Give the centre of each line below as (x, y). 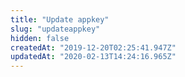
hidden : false (40, 38)
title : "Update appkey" (60, 19)
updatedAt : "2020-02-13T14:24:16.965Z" (93, 57)
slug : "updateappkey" (55, 29)
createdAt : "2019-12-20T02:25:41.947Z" (93, 47)
